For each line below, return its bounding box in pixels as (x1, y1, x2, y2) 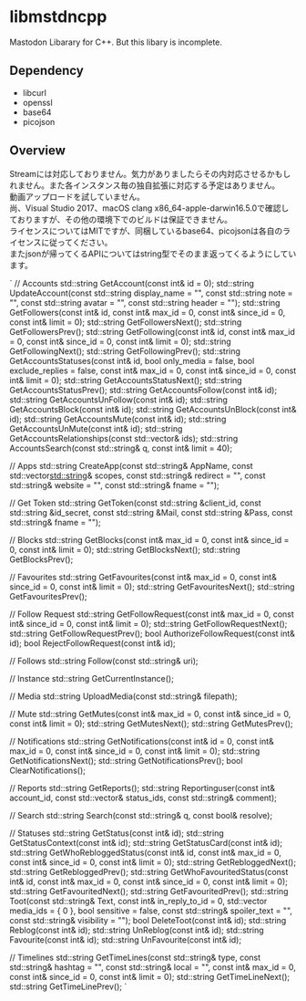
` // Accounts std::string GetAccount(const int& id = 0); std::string (9, 277, 255, 288)
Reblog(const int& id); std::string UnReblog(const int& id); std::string (9, 924, 264, 935)
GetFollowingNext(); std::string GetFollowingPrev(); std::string (9, 345, 241, 357)
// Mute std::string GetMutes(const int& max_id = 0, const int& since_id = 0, (9, 708, 291, 719)
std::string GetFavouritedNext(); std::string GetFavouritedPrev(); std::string (9, 885, 289, 896)
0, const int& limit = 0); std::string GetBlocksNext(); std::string (9, 544, 241, 555)
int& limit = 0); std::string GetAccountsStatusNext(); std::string (9, 374, 243, 385)
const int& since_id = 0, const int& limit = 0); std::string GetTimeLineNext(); (9, 971, 291, 982)
